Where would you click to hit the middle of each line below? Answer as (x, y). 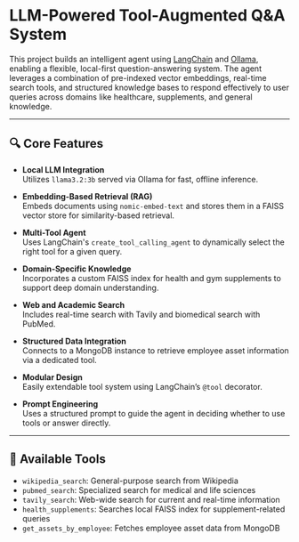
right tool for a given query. (72, 251)
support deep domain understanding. (90, 287)
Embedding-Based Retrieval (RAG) (87, 196)
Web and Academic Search (73, 304)
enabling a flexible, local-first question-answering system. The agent (136, 69)
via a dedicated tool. (60, 360)
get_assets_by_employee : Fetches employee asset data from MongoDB (151, 528)
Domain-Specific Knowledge (77, 269)
